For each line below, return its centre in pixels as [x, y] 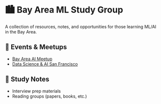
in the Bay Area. [21, 32]
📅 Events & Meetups [36, 47]
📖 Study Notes [27, 79]
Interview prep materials [36, 91]
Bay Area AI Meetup [32, 59]
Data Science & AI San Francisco [45, 64]
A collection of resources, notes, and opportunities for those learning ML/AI [81, 26]
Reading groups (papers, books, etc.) [49, 96]
